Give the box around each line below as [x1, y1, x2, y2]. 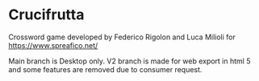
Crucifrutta [8, 6, 85, 24]
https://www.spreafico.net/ [8, 40, 98, 50]
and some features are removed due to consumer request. [8, 64, 203, 74]
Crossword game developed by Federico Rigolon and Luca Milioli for [8, 32, 236, 42]
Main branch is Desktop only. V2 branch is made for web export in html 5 [8, 56, 251, 66]
